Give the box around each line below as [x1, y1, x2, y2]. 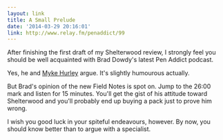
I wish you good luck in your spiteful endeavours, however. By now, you [7, 118, 211, 126]
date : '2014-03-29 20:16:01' [7, 23, 91, 30]
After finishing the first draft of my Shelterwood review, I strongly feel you [7, 48, 216, 57]
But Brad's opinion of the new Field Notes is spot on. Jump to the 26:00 [7, 82, 211, 90]
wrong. [7, 104, 28, 112]
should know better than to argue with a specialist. [7, 125, 151, 133]
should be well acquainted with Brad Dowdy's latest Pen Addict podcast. [7, 56, 214, 64]
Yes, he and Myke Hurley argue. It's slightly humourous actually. [7, 69, 190, 77]
